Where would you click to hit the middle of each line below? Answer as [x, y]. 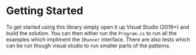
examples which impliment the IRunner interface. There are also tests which [98, 39]
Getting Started [45, 11]
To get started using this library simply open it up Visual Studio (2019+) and [98, 27]
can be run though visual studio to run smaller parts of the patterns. [89, 46]
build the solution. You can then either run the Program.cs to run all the [92, 33]
